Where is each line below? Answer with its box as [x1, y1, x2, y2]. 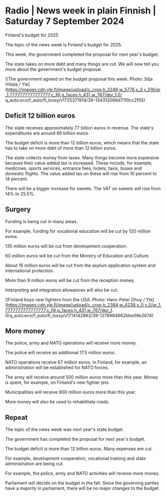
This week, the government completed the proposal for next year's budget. [5, 51, 159, 57]
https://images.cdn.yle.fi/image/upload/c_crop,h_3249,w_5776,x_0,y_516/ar [6, 86, 161, 92]
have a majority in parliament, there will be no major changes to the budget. [5, 486, 160, 492]
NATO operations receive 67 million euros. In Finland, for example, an [5, 359, 147, 366]
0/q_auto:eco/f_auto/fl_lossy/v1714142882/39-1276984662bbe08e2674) [5, 312, 154, 318]
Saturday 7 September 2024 [5, 15, 124, 27]
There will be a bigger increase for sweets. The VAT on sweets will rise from [5, 185, 161, 191]
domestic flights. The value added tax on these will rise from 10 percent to [5, 170, 157, 176]
